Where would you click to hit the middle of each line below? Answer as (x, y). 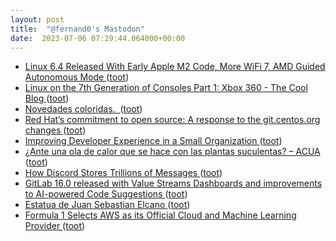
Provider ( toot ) (55, 226)
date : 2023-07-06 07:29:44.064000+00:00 (98, 38)
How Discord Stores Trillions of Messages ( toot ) (123, 173)
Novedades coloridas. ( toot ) (83, 109)
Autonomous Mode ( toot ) (77, 77)
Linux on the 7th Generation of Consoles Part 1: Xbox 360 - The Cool (166, 88)
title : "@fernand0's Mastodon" (77, 29)
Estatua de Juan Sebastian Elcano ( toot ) (107, 205)
